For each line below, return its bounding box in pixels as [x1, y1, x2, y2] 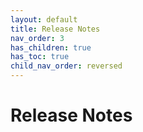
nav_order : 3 [10, 33, 65, 43]
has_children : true [10, 42, 92, 53]
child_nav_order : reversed [10, 61, 123, 71]
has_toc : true [10, 52, 70, 62]
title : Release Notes [10, 24, 101, 34]
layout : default [10, 14, 78, 25]
